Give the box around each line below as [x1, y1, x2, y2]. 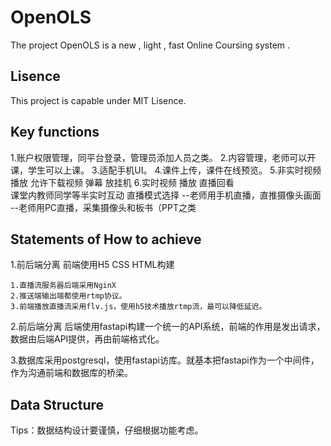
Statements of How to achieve [10, 231, 202, 248]
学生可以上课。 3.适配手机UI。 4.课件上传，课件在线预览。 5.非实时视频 [27, 164, 322, 176]
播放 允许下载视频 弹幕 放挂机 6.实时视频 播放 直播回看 [10, 176, 235, 188]
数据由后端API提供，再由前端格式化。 [10, 333, 165, 345]
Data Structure [10, 396, 105, 413]
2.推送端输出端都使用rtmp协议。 [10, 291, 127, 301]
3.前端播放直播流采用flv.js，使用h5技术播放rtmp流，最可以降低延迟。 [10, 302, 267, 312]
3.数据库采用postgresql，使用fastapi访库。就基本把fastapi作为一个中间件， [10, 354, 320, 366]
